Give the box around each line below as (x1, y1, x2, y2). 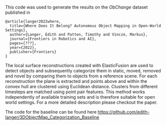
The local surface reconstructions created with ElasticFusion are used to (5, 62, 154, 68)
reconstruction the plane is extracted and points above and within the (5, 78, 148, 84)
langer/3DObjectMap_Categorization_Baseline (5, 114, 99, 120)
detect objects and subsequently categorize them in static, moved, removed (5, 68, 161, 73)
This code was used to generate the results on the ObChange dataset (5, 4, 148, 10)
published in (5, 9, 31, 15)
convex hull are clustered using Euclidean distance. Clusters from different (5, 84, 158, 89)
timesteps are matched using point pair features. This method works (5, 89, 145, 95)
